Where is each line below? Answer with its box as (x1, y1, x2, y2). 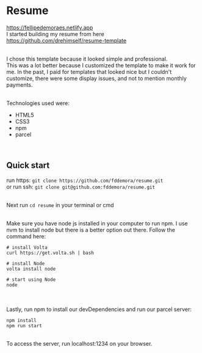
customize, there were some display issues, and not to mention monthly (6, 75, 187, 82)
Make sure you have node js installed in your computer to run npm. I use (6, 219, 188, 227)
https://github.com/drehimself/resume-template (6, 37, 127, 44)
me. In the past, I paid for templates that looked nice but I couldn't (6, 68, 172, 75)
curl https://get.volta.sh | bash (6, 250, 95, 256)
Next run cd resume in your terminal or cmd (6, 201, 114, 208)
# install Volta (6, 244, 48, 250)
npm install (6, 317, 37, 324)
